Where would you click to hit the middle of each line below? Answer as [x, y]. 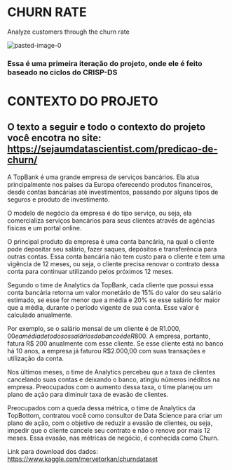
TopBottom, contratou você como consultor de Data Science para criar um [115, 415]
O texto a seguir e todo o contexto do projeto [106, 127]
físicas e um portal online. [45, 228]
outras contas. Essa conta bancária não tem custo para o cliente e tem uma [116, 256]
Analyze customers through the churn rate [68, 32]
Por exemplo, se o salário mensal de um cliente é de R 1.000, [94, 328]
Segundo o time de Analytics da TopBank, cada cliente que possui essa [110, 285]
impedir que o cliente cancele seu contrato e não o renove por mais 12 [109, 430]
